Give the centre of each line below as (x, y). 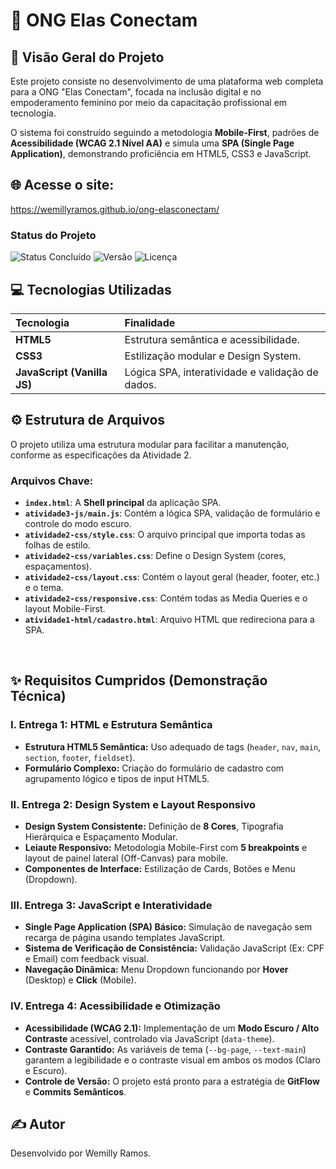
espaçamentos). (58, 566)
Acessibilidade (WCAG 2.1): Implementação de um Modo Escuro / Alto (172, 1028)
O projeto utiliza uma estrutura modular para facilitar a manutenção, (150, 444)
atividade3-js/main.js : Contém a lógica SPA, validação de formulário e (172, 513)
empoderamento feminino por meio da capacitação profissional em (149, 102)
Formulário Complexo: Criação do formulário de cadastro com (154, 768)
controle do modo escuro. (78, 524)
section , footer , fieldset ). (80, 757)
